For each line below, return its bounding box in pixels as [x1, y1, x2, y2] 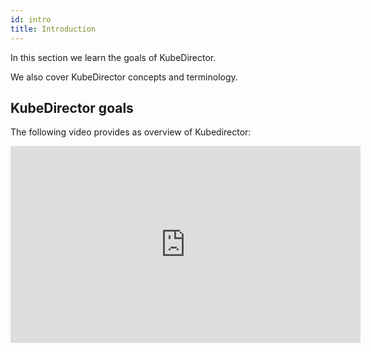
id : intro [10, 14, 52, 25]
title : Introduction [10, 24, 97, 34]
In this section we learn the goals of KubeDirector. [10, 51, 217, 63]
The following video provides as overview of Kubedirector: [10, 126, 252, 138]
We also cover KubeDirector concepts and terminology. [10, 71, 238, 83]
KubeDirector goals [10, 99, 134, 116]
